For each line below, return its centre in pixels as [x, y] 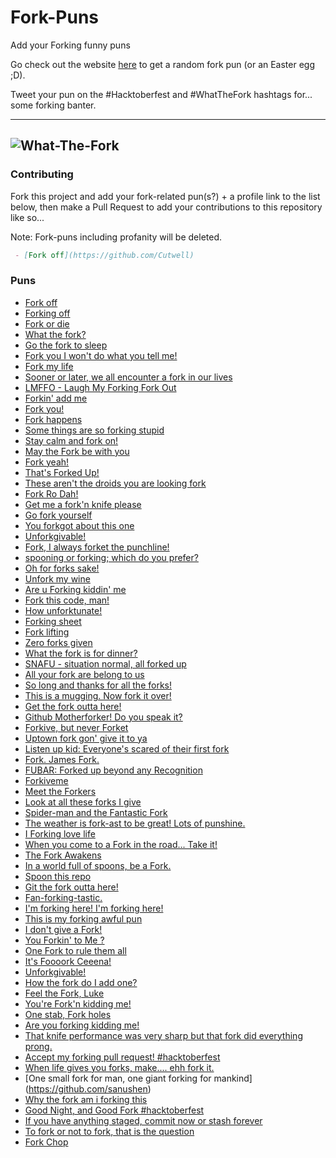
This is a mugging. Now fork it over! [98, 695]
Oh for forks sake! [62, 568]
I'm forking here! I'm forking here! [94, 908]
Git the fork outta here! [71, 887]
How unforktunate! [63, 610]
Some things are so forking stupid [94, 430]
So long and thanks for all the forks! [98, 685]
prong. [38, 1046]
